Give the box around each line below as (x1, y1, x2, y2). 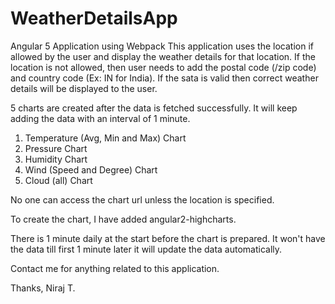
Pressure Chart (24, 142, 88, 154)
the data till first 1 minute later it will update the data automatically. (10, 243, 283, 255)
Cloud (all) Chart (24, 174, 93, 186)
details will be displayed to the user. (10, 82, 158, 94)
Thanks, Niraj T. (10, 282, 76, 294)
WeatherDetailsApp (10, 7, 178, 30)
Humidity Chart (24, 153, 88, 165)
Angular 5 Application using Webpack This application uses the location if (10, 40, 314, 52)
